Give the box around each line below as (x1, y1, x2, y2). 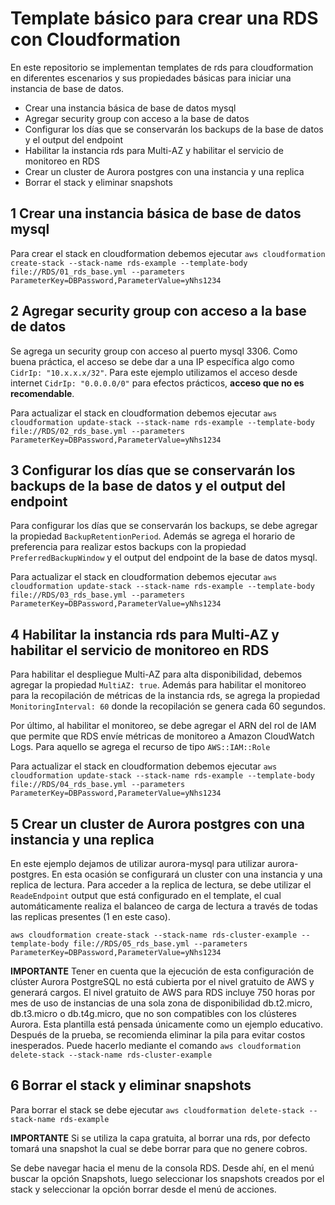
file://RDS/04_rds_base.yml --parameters (10, 780, 186, 790)
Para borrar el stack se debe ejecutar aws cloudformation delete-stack (10, 1103, 305, 1116)
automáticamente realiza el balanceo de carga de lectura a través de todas (10, 900, 318, 912)
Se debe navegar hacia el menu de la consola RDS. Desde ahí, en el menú (10, 1162, 315, 1174)
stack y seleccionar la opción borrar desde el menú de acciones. (10, 1183, 277, 1195)
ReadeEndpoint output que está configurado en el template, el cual (10, 890, 282, 901)
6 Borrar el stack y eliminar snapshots (10, 1077, 252, 1094)
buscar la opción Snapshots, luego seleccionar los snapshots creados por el (10, 1172, 325, 1184)
